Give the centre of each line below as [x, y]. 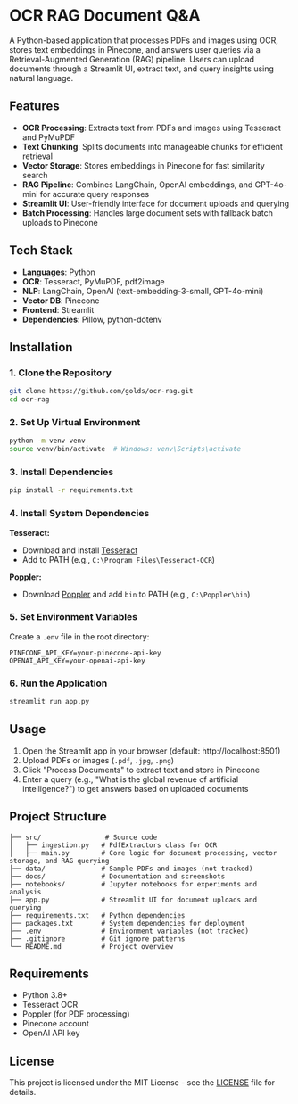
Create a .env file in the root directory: [79, 636]
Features [34, 107]
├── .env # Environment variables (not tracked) [129, 931]
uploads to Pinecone [60, 222]
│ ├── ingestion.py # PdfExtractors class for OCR [113, 845]
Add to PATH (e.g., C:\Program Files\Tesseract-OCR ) [119, 559]
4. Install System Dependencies [79, 514]
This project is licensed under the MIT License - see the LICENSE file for [142, 1083]
